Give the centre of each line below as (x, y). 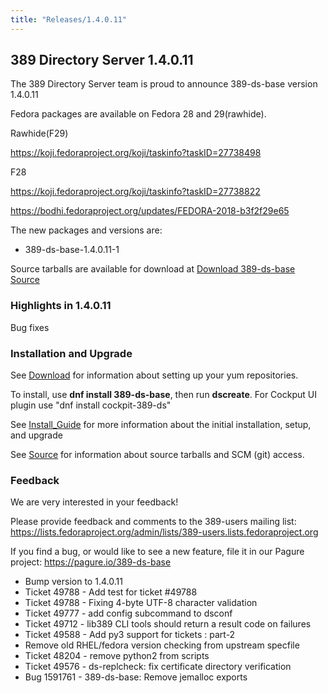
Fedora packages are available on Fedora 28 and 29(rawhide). (138, 114)
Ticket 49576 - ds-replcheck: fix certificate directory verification (158, 667)
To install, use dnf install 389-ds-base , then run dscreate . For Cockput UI (163, 395)
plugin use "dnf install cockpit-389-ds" (91, 405)
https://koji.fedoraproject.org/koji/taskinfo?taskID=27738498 (136, 153)
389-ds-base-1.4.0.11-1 (72, 250)
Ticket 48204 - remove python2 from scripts (117, 656)
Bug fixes (30, 327)
